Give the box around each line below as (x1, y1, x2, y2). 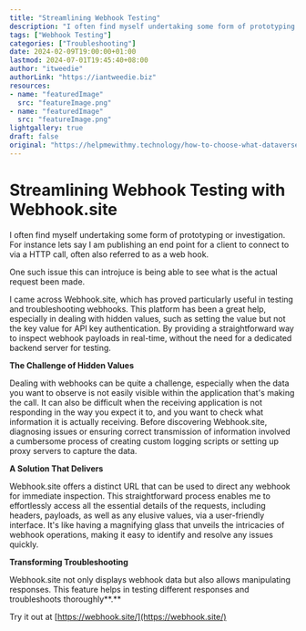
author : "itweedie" (9, 65, 84, 74)
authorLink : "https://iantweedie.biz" (9, 73, 157, 82)
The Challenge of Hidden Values (9, 359, 135, 370)
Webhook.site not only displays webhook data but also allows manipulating (9, 574, 291, 584)
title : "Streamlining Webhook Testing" (9, 13, 161, 23)
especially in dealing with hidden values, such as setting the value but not (9, 313, 286, 324)
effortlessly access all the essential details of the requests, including (9, 500, 266, 511)
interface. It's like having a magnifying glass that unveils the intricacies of (9, 519, 285, 530)
